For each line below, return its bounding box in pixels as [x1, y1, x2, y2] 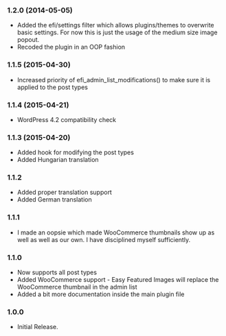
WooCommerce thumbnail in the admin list [16, 283, 137, 291]
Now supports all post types [16, 268, 98, 276]
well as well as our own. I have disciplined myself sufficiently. [16, 235, 191, 243]
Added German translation [16, 195, 92, 204]
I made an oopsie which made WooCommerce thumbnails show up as [16, 228, 215, 237]
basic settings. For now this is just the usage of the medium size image [16, 28, 218, 36]
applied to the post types [16, 83, 88, 91]
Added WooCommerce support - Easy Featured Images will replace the [16, 276, 219, 284]
